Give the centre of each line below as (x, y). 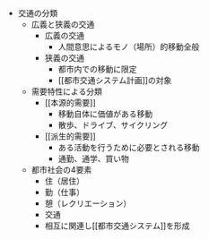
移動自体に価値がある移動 (105, 114)
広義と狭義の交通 (63, 24)
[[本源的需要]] (70, 102)
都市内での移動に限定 (97, 69)
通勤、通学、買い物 (94, 158)
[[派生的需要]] (70, 136)
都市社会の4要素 (61, 170)
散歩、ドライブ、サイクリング (113, 125)
